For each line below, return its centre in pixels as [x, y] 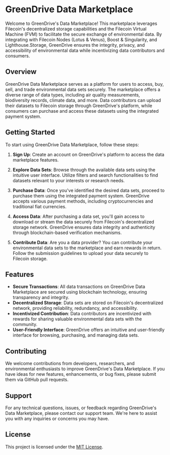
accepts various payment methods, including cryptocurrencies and [83, 201]
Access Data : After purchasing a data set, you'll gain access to [78, 216]
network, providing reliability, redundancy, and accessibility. [75, 308]
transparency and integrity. [41, 298]
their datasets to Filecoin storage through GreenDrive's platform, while [79, 106]
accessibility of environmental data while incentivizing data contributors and [85, 50]
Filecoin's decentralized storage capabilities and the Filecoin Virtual [76, 28]
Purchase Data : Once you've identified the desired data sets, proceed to [89, 190]
